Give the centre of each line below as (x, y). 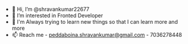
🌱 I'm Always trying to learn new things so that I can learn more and (95, 22)
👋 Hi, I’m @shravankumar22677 (51, 9)
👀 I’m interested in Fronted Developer (57, 15)
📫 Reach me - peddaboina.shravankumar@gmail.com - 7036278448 (97, 35)
